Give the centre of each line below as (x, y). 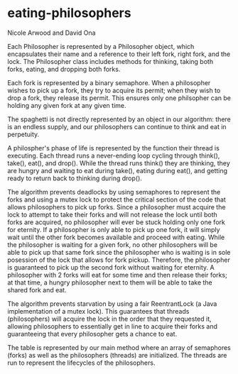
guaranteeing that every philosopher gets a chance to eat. (92, 334)
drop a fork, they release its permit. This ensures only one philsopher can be (119, 98)
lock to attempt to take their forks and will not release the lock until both (113, 214)
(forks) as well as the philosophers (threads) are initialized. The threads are (117, 355)
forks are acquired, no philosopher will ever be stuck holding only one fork (116, 222)
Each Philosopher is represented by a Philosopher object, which (101, 46)
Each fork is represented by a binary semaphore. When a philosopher (109, 82)
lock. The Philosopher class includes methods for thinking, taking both (110, 61)
